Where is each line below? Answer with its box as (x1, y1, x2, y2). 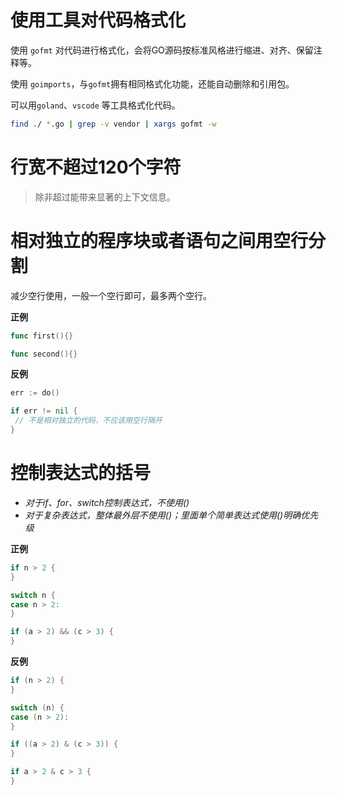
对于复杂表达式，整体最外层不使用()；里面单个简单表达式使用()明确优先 (24, 509, 319, 521)
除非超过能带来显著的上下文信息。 (34, 191, 176, 203)
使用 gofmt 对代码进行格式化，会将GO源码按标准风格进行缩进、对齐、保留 (10, 44, 314, 56)
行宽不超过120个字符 (10, 156, 182, 178)
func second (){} (10, 349, 78, 359)
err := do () (10, 388, 60, 398)
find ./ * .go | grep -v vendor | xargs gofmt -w (10, 119, 217, 129)
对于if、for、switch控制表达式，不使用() (24, 496, 190, 508)
